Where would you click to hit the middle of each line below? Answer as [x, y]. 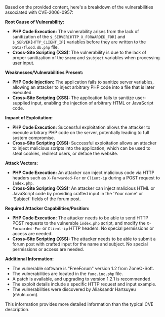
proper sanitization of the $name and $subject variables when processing [86, 58]
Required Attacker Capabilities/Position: [47, 208]
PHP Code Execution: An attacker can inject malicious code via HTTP [83, 173]
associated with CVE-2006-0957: [39, 12]
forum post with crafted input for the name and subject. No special [80, 244]
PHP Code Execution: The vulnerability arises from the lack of [76, 31]
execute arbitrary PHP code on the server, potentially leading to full [81, 132]
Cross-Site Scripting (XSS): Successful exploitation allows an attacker [84, 143]
